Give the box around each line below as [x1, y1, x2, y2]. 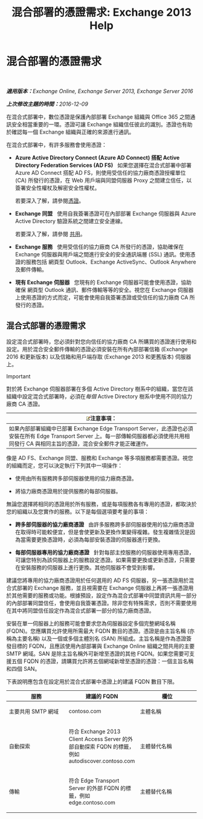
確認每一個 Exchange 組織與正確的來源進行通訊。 [11, 128, 135, 135]
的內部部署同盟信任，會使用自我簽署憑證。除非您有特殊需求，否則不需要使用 [6, 600, 197, 606]
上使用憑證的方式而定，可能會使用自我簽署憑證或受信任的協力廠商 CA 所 [14, 294, 195, 301]
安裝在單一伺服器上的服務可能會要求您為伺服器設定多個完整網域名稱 [6, 620, 176, 627]
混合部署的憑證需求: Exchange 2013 [11, 5, 192, 19]
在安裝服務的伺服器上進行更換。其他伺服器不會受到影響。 [14, 564, 158, 571]
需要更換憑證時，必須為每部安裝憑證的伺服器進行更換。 [25, 536, 164, 543]
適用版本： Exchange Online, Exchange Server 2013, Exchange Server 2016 [6, 87, 193, 94]
